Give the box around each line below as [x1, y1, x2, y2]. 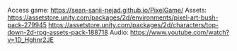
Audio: [109, 28, 129, 36]
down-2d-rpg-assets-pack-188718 [7, 28, 108, 36]
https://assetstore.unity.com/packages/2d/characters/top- [48, 21, 219, 29]
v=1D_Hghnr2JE [7, 36, 54, 44]
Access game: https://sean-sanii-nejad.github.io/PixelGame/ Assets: [7, 6, 207, 14]
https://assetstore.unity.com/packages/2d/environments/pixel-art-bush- [7, 13, 219, 22]
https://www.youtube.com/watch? [129, 28, 230, 36]
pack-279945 [7, 21, 47, 29]
